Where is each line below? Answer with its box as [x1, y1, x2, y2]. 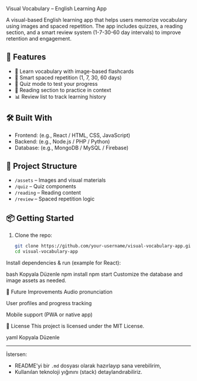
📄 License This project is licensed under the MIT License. [6, 323, 145, 329]
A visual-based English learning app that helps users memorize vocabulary [6, 16, 188, 23]
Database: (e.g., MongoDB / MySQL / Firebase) [14, 144, 129, 151]
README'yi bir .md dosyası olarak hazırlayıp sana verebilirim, [14, 362, 161, 369]
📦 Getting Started [6, 213, 74, 223]
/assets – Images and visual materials [14, 176, 106, 184]
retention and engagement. [6, 35, 72, 42]
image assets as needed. [6, 277, 66, 284]
